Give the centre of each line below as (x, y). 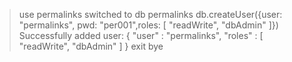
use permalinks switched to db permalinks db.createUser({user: (150, 14)
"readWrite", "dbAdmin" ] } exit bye (91, 46)
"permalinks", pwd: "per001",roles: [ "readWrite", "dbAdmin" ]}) (148, 25)
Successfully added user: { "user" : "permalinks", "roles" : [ (141, 35)
